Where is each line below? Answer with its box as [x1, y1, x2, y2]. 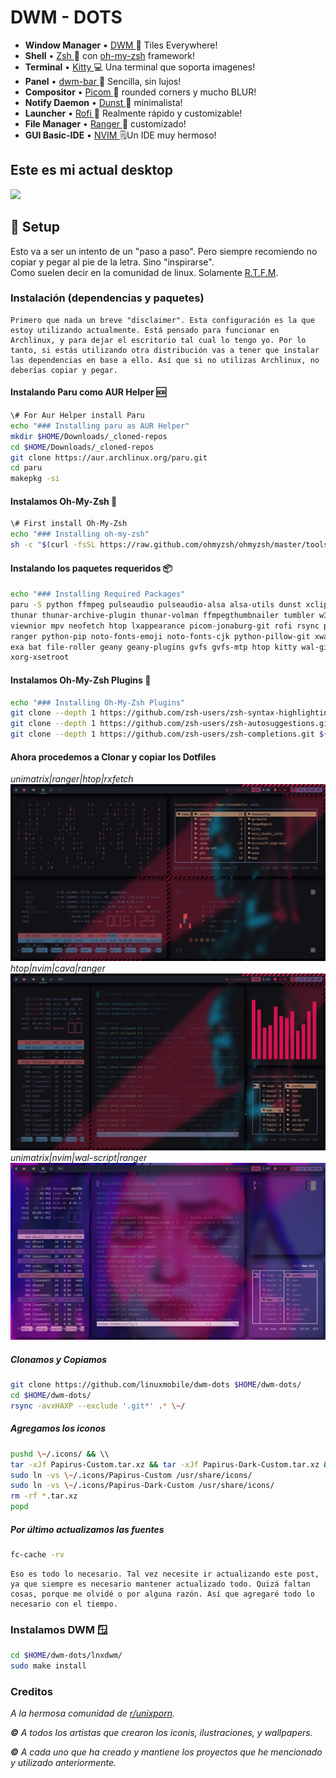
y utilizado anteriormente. [10, 1757, 117, 1769]
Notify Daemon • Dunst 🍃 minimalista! [24, 96, 183, 108]
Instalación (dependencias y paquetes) [10, 291, 205, 305]
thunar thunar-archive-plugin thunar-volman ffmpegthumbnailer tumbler [10, 610, 315, 620]
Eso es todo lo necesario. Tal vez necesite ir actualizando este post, [10, 1569, 320, 1579]
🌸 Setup [10, 219, 61, 236]
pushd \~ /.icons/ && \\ [10, 1449, 110, 1459]
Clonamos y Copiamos [10, 1353, 108, 1365]
